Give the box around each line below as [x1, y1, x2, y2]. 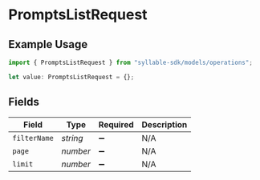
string [61, 132, 83, 143]
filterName [12, 134, 54, 142]
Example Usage [8, 38, 88, 51]
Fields [8, 95, 40, 109]
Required [98, 118, 134, 130]
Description [141, 118, 188, 130]
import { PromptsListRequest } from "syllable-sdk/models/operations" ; [8, 58, 253, 66]
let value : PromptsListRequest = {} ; [8, 73, 135, 81]
